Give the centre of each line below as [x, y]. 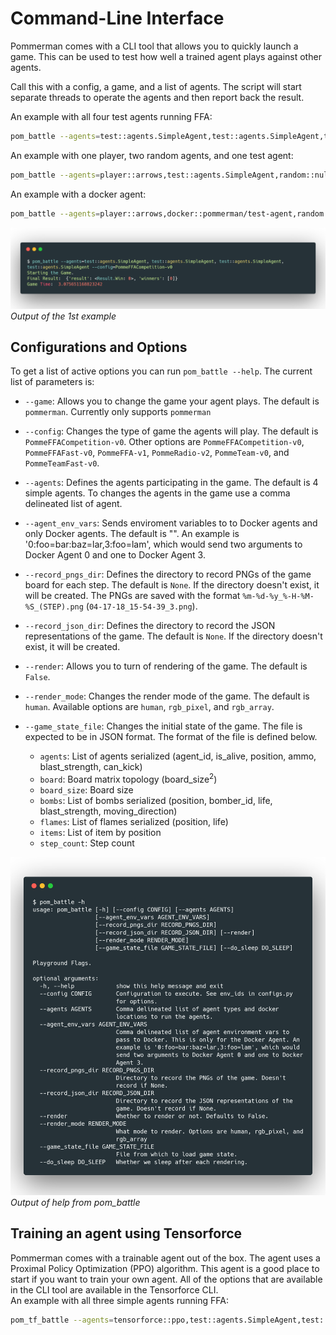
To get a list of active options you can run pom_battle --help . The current [161, 371]
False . [37, 677]
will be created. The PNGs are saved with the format [132, 596]
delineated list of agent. [73, 504]
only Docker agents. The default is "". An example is [132, 534]
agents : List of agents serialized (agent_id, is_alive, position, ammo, [178, 756]
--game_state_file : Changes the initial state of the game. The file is [163, 726]
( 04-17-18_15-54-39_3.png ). [141, 606]
